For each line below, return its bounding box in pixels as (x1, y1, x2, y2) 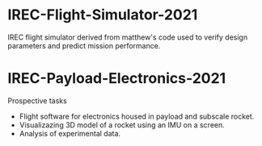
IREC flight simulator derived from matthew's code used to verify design (7, 32, 248, 42)
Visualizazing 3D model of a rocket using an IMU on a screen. (19, 119, 226, 130)
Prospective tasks (7, 95, 68, 106)
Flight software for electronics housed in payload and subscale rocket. (19, 111, 255, 121)
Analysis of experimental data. (19, 128, 121, 138)
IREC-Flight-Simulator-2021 (7, 6, 198, 24)
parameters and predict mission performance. (7, 40, 161, 50)
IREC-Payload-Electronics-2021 (7, 69, 226, 88)
